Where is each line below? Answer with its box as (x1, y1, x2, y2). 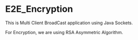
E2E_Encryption (5, 3, 73, 15)
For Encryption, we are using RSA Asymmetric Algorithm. (5, 29, 123, 35)
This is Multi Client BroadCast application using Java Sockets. (5, 20, 133, 26)
